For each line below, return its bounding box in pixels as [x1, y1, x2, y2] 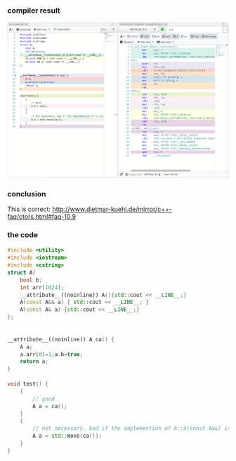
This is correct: [7, 205, 51, 213]
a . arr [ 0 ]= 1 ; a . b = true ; [20, 351, 83, 358]
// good [32, 395, 55, 403]
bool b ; [20, 277, 42, 284]
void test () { [7, 381, 49, 388]
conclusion [7, 189, 46, 198]
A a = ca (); [32, 403, 68, 410]
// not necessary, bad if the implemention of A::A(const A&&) [32, 425, 221, 432]
